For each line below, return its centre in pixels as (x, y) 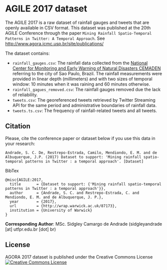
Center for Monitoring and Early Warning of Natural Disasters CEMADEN (86, 68)
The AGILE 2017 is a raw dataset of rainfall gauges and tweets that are (77, 22)
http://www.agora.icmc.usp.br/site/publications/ (54, 43)
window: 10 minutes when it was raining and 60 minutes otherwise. (81, 84)
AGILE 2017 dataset (46, 9)
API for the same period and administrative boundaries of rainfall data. (84, 105)
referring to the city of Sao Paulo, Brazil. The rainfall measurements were (87, 73)
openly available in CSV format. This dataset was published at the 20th (78, 27)
